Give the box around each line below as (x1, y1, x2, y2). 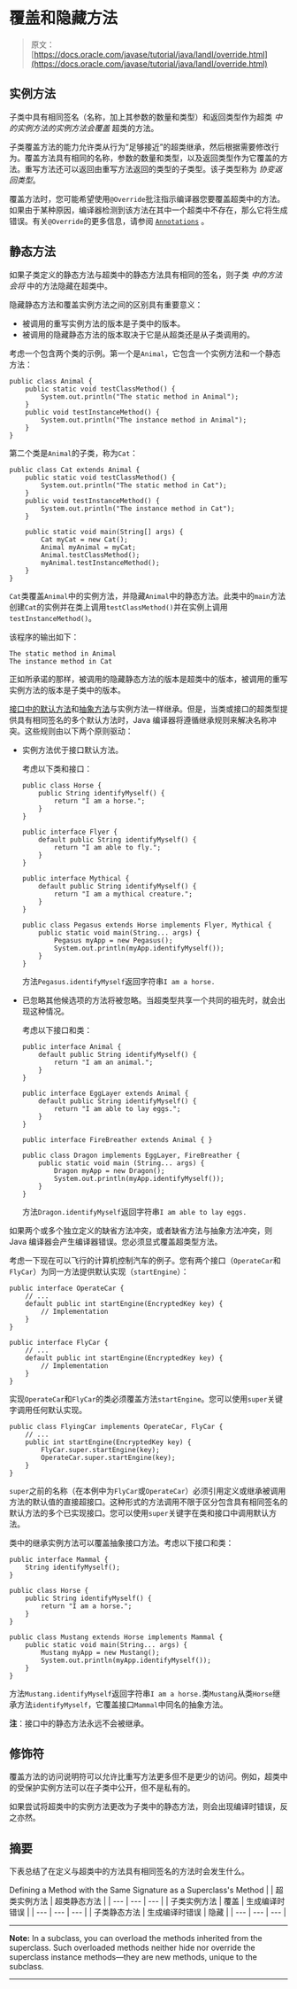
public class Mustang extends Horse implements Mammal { (9, 1632, 224, 1642)
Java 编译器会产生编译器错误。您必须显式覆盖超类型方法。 (9, 1236, 223, 1247)
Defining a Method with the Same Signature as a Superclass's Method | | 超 (9, 1884, 284, 1896)
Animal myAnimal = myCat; (41, 542, 137, 552)
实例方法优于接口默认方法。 (21, 744, 124, 755)
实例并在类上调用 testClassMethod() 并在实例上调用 (43, 602, 228, 612)
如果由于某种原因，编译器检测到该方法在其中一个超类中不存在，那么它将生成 (9, 205, 288, 215)
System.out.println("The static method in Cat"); (41, 480, 227, 490)
